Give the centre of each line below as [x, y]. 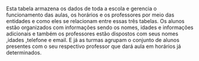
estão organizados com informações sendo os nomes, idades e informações [100, 27]
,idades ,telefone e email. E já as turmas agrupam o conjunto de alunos [93, 40]
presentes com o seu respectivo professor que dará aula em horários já [94, 46]
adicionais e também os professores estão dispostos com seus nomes [92, 34]
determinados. [24, 52]
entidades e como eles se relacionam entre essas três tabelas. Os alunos [95, 21]
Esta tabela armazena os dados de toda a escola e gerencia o [82, 9]
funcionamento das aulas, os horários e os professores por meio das [90, 15]
